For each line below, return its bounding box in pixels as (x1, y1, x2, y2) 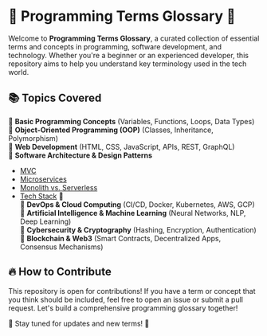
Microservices (19, 174, 68, 184)
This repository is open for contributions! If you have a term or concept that (8, 286, 257, 295)
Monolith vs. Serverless (19, 182, 98, 192)
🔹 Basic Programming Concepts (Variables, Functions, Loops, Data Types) (8, 116, 255, 126)
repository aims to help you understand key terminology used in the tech (8, 59, 247, 68)
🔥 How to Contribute (8, 265, 112, 279)
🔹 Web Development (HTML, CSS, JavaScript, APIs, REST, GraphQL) (8, 142, 235, 151)
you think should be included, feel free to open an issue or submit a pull (8, 295, 243, 304)
